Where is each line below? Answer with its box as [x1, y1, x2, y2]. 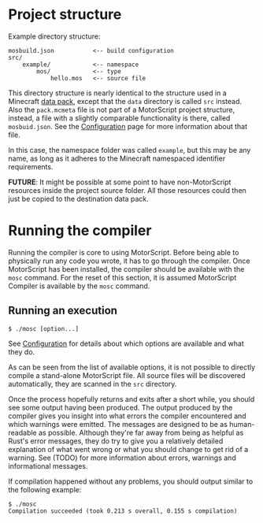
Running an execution [8, 304, 118, 317]
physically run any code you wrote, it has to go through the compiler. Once [8, 256, 250, 265]
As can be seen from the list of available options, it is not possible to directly [8, 362, 256, 372]
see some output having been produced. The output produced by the [8, 402, 233, 412]
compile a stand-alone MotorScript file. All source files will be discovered [8, 370, 246, 380]
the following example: [8, 484, 82, 494]
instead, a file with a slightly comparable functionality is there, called [8, 113, 231, 123]
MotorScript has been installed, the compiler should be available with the [8, 264, 245, 273]
